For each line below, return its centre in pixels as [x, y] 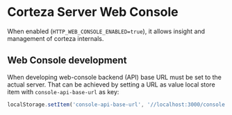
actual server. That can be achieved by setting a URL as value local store [111, 85]
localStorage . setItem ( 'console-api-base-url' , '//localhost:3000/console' [118, 105]
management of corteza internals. [56, 38]
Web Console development [67, 61]
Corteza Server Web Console [93, 12]
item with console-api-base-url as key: [63, 91]
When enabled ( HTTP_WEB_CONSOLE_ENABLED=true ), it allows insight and [106, 31]
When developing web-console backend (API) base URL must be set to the [115, 77]
